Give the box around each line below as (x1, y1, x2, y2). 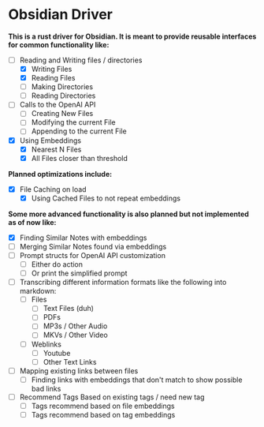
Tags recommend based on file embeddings (31, 401, 175, 410)
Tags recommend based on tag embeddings (31, 410, 176, 419)
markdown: (19, 287, 57, 296)
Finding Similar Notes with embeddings (19, 233, 147, 242)
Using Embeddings (19, 136, 81, 145)
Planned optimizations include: (8, 169, 113, 178)
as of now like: (8, 217, 57, 227)
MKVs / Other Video (43, 330, 108, 340)
